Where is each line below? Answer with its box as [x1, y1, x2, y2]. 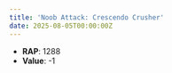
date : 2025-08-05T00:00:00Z [9, 21, 113, 30]
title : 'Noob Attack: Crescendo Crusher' [9, 12, 165, 22]
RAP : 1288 [21, 45, 61, 56]
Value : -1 [21, 55, 56, 66]
